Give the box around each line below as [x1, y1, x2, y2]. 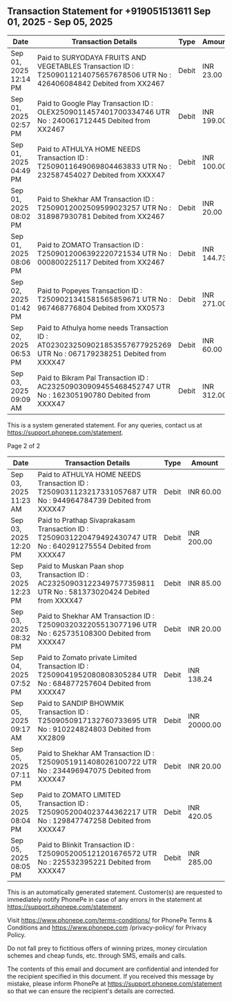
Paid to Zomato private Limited [37, 653, 137, 662]
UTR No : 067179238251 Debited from [37, 349, 167, 358]
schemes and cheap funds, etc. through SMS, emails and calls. [7, 951, 186, 959]
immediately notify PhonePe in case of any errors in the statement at [7, 895, 202, 903]
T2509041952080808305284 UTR [37, 670, 157, 680]
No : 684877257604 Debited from [37, 678, 151, 688]
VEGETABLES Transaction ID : [37, 61, 135, 71]
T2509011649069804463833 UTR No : [37, 162, 171, 171]
